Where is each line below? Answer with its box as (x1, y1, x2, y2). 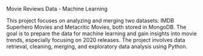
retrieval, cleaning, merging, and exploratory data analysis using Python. (6, 43, 188, 50)
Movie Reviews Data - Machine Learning (6, 5, 108, 12)
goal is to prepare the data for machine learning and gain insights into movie (6, 30, 198, 37)
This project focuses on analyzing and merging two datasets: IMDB (6, 17, 174, 24)
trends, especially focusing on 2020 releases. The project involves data (6, 37, 185, 43)
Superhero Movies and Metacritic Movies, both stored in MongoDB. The (6, 24, 187, 30)
